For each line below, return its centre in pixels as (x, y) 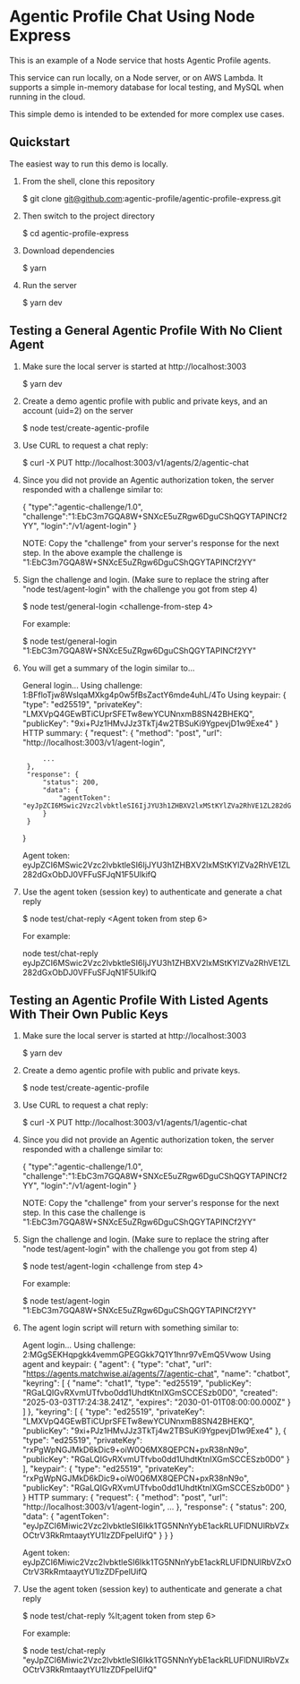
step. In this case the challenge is (84, 1213)
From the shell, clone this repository (88, 181)
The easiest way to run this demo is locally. (89, 164)
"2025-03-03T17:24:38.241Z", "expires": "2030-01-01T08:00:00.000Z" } (156, 1402)
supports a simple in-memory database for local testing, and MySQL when (147, 87)
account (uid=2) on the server (77, 410)
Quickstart (40, 142)
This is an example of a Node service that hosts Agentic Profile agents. (140, 60)
